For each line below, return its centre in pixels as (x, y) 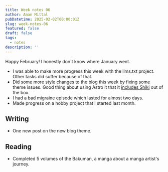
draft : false (19, 33)
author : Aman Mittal (27, 15)
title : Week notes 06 (28, 10)
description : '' (22, 47)
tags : (11, 38)
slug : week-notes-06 (27, 24)
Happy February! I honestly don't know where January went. (68, 61)
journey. (21, 164)
